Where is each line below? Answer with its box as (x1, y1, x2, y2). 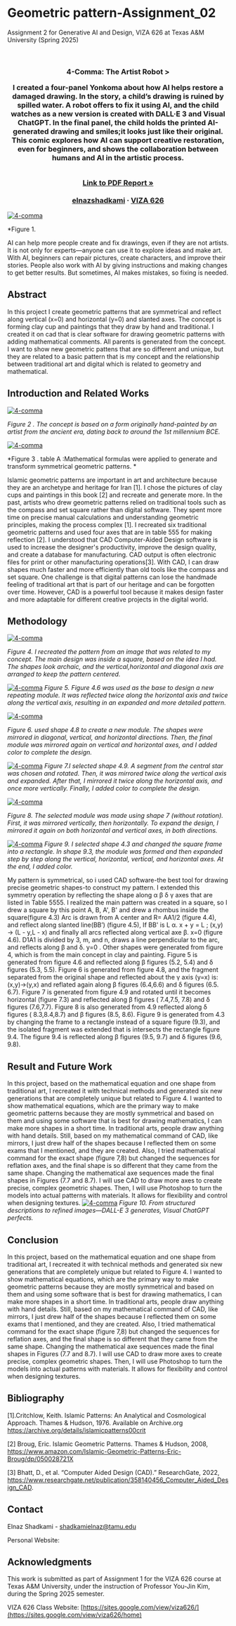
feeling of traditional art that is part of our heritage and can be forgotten (7, 580, 216, 588)
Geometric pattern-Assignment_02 (7, 5, 216, 21)
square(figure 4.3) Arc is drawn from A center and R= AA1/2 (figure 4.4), (7, 913, 216, 922)
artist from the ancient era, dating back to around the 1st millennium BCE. (7, 427, 221, 436)
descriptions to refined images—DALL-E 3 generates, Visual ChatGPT (7, 1207, 209, 1215)
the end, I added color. (7, 862, 73, 871)
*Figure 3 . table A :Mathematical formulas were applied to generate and (7, 455, 218, 463)
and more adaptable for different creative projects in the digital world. (7, 595, 209, 604)
